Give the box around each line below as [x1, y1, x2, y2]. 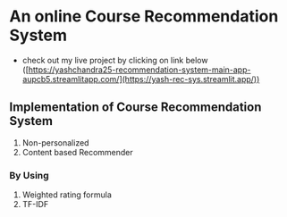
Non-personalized [21, 137, 89, 148]
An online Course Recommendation [9, 6, 279, 27]
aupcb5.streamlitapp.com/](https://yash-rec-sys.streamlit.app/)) [21, 73, 260, 84]
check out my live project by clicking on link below [21, 54, 208, 65]
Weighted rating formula [21, 189, 112, 200]
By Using [9, 169, 49, 181]
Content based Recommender [21, 146, 134, 157]
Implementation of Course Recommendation [9, 100, 262, 115]
